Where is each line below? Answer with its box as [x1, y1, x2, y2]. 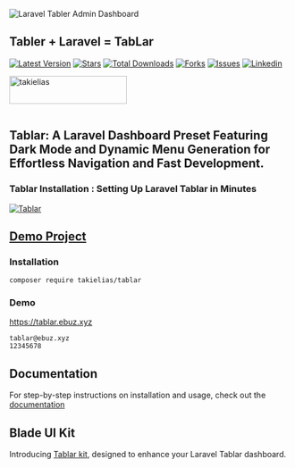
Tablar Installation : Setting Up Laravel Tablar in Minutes [9, 183, 257, 196]
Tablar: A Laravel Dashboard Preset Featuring [9, 128, 268, 143]
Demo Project [9, 229, 87, 244]
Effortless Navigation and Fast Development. [9, 156, 265, 171]
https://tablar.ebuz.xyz [9, 317, 93, 328]
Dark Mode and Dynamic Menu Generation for [9, 142, 271, 157]
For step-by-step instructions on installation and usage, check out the [9, 389, 266, 401]
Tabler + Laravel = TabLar [9, 34, 155, 49]
